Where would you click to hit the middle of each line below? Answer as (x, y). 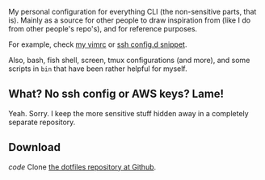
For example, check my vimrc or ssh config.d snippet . (98, 44)
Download (34, 147)
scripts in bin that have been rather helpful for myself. (98, 69)
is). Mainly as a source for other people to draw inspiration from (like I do (130, 20)
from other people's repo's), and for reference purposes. (103, 29)
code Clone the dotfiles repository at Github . (82, 167)
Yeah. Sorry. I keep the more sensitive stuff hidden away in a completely (128, 113)
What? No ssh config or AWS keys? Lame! (116, 94)
